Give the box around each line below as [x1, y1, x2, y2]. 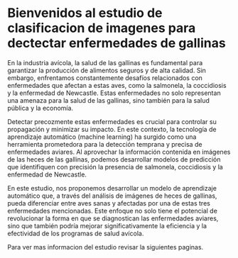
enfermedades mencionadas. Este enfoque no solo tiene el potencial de [7, 206, 218, 215]
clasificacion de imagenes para [7, 20, 196, 36]
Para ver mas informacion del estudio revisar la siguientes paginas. [7, 242, 204, 251]
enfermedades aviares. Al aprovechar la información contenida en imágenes [7, 147, 231, 156]
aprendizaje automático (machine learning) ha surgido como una [7, 133, 197, 141]
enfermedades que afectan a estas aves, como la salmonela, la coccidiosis [7, 81, 227, 89]
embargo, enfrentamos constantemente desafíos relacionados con [7, 73, 202, 82]
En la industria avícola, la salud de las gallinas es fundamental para [7, 58, 203, 67]
